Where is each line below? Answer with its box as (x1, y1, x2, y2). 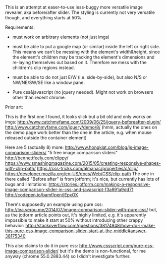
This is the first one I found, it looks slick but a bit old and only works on (5, 114, 152, 120)
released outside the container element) (5, 135, 87, 140)
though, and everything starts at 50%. (5, 15, 83, 20)
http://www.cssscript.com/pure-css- (79, 243, 155, 249)
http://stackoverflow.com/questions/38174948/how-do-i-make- (25, 223, 156, 228)
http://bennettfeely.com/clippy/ (5, 155, 68, 161)
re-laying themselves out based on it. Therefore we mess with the (12, 60, 147, 65)
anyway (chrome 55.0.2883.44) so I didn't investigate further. (5, 253, 131, 259)
